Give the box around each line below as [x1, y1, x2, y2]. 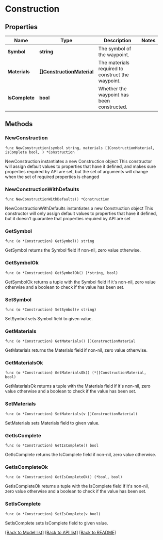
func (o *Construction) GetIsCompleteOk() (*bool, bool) [5, 475, 123, 480]
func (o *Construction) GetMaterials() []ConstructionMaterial [5, 339, 136, 344]
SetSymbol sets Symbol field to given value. [5, 315, 93, 321]
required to [98, 65, 124, 72]
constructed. [98, 103, 128, 110]
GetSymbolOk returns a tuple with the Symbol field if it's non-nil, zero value [5, 279, 156, 285]
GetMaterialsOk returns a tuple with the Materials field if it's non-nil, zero [5, 383, 151, 389]
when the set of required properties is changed [5, 174, 99, 180]
